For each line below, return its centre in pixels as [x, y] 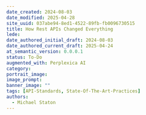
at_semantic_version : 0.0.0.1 [45, 52]
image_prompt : [24, 80]
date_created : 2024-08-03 [39, 12]
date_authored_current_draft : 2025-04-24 [60, 46]
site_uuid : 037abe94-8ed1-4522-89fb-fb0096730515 [71, 23]
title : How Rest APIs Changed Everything [60, 29]
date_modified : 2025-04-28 [41, 18]
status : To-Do [24, 57]
